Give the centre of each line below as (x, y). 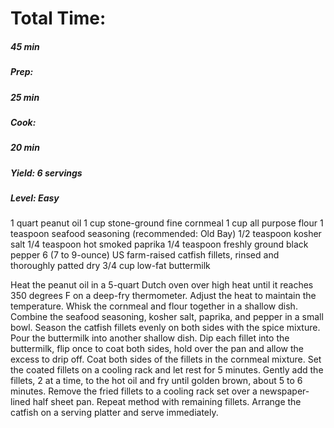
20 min (25, 148)
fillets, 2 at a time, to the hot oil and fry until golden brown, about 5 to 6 (156, 381)
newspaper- (284, 391)
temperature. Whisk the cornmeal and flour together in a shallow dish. (154, 306)
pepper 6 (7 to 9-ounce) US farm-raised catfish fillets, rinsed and (145, 255)
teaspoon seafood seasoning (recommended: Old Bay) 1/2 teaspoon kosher (166, 234)
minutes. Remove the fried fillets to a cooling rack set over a (134, 391)
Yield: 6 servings (46, 173)
